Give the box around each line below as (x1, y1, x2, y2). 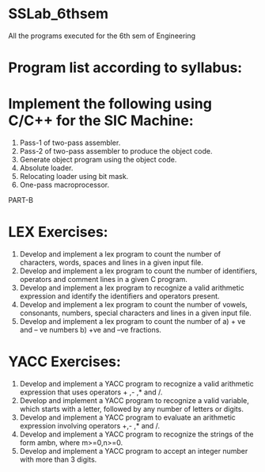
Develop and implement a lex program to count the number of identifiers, (19, 266, 258, 276)
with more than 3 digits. (19, 455, 97, 464)
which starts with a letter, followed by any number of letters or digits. (19, 404, 244, 413)
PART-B (8, 196, 34, 205)
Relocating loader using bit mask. (19, 172, 129, 181)
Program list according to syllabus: (8, 59, 243, 77)
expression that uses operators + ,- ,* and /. (19, 387, 163, 397)
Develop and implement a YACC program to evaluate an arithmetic (19, 413, 236, 422)
